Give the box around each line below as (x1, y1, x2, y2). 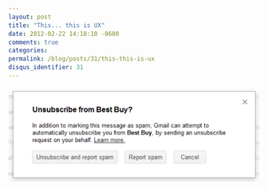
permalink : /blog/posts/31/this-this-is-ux (8, 55, 156, 63)
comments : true (8, 38, 59, 46)
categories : (8, 46, 48, 55)
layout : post (8, 13, 52, 21)
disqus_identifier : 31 (8, 64, 84, 72)
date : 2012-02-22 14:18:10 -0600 (8, 30, 120, 37)
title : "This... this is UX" (8, 21, 105, 30)
